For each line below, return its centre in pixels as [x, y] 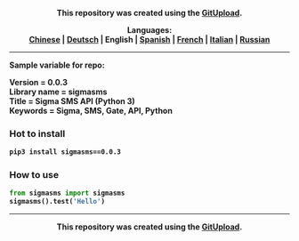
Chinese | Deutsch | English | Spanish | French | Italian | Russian [149, 40]
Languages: [149, 30]
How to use [34, 175]
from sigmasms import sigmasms [67, 193]
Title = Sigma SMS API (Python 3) [72, 101]
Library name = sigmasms [58, 92]
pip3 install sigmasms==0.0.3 [65, 152]
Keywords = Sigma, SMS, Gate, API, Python [91, 111]
